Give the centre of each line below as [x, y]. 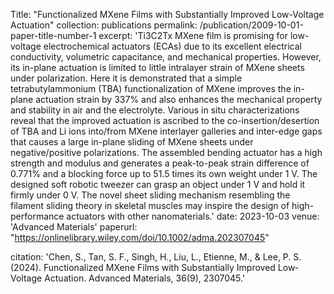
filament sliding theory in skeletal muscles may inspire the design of [150, 205]
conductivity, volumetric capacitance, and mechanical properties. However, [166, 57]
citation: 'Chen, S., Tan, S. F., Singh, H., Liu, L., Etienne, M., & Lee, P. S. [156, 257]
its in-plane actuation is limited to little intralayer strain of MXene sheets [157, 67]
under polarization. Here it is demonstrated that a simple [126, 78]
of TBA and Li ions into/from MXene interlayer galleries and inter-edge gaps [166, 131]
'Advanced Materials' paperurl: [74, 227]
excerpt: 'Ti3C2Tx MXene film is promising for [193, 35]
